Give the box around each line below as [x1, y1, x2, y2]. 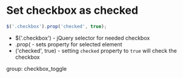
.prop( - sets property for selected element [15, 40, 122, 48]
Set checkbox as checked [6, 4, 138, 17]
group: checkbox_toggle [6, 65, 67, 72]
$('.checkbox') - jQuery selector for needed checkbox [15, 34, 150, 41]
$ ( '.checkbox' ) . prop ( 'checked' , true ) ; [6, 23, 107, 29]
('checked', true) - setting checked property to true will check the [15, 47, 177, 54]
